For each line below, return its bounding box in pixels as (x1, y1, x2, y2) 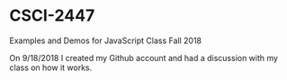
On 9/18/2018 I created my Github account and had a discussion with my (9, 52, 279, 63)
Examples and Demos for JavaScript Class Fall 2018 (9, 35, 202, 46)
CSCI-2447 (9, 5, 95, 26)
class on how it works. (9, 62, 93, 73)
